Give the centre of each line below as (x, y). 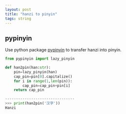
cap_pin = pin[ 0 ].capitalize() (43, 76)
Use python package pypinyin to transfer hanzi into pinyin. (63, 50)
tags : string (18, 18)
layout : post (18, 9)
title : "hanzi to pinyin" (31, 14)
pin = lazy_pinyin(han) (35, 72)
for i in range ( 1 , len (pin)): (43, 81)
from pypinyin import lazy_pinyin (40, 59)
